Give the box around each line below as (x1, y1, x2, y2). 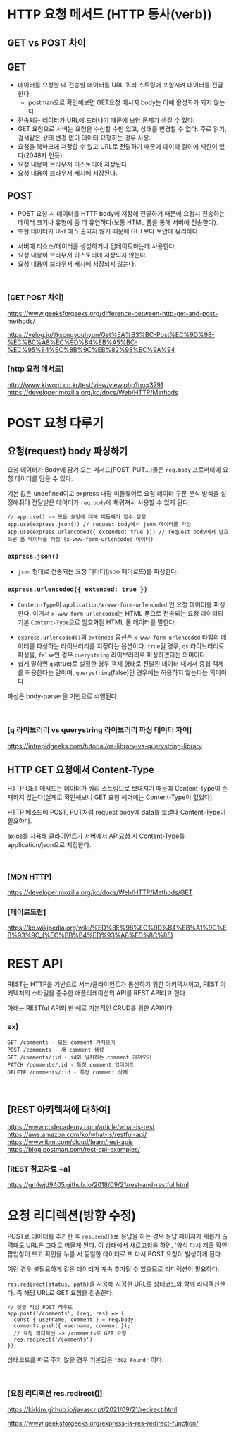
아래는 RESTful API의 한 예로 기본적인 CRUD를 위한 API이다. (7, 1004, 175, 1012)
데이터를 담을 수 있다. (14, 474, 73, 482)
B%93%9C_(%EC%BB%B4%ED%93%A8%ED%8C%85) (7, 931, 174, 940)
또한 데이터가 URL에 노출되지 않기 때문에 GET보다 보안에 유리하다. (17, 227, 200, 236)
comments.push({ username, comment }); (13, 1323, 131, 1330)
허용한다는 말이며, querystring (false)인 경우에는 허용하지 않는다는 (25, 668, 209, 677)
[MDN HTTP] (7, 872, 52, 882)
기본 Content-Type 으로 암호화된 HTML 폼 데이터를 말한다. (17, 618, 177, 626)
